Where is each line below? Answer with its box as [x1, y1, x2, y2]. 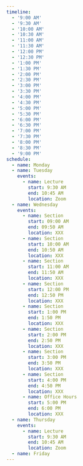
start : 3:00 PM [28, 355, 67, 361]
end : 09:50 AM [28, 224, 64, 230]
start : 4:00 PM [28, 377, 67, 383]
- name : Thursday [12, 417, 56, 423]
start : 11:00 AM [28, 264, 69, 270]
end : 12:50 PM [28, 292, 64, 298]
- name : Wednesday [12, 202, 59, 208]
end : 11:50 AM [28, 269, 64, 276]
